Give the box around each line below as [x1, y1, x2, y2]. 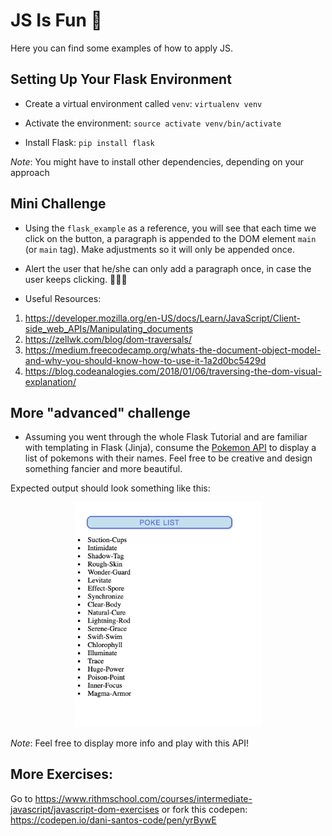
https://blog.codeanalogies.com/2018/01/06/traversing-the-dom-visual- [24, 365, 322, 377]
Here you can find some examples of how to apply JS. [10, 42, 234, 54]
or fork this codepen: [161, 803, 248, 815]
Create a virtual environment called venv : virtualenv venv [24, 97, 263, 109]
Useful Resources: [24, 292, 102, 304]
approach [10, 166, 50, 178]
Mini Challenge [10, 195, 107, 213]
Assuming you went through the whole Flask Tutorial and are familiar [24, 431, 308, 443]
